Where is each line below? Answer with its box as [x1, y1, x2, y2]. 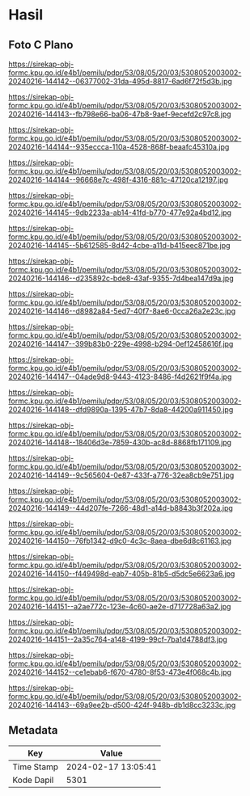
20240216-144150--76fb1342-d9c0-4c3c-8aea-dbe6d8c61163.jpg [8, 536, 232, 545]
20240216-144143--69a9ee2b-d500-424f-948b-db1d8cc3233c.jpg [8, 701, 236, 710]
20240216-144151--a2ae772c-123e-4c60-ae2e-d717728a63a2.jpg [8, 602, 231, 611]
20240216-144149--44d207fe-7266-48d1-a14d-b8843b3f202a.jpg [8, 503, 233, 512]
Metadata [8, 723, 58, 737]
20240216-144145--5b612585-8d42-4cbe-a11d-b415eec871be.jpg [8, 241, 231, 250]
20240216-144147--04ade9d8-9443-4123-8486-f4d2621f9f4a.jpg [8, 372, 232, 381]
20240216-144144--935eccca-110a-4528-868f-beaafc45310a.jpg [8, 142, 230, 151]
